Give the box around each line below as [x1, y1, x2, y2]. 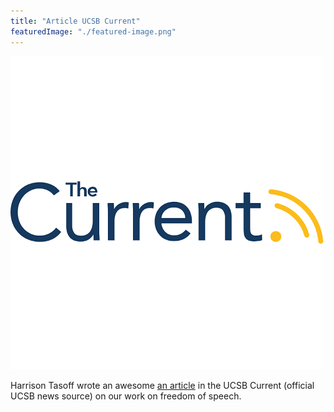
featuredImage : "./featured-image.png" [10, 26, 177, 37]
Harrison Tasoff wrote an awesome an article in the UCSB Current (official [10, 379, 315, 391]
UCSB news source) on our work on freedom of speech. [10, 390, 242, 402]
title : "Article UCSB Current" [10, 16, 141, 26]
